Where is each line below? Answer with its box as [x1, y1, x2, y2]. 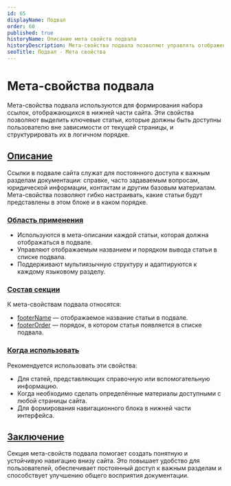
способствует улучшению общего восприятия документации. [7, 472, 189, 480]
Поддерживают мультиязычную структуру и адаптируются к [16, 260, 197, 268]
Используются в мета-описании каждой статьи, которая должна [16, 230, 209, 239]
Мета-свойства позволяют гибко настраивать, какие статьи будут [7, 190, 203, 199]
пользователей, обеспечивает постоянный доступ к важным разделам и [7, 464, 222, 472]
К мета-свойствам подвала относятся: [7, 301, 122, 309]
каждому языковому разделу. [16, 267, 106, 276]
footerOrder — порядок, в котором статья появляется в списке [16, 321, 202, 330]
